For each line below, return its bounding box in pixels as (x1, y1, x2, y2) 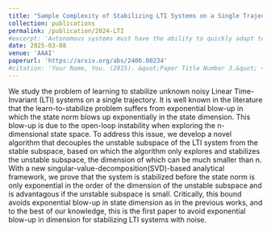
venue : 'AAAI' (8, 49, 56, 57)
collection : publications (8, 19, 95, 27)
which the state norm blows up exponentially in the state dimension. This (8, 112, 251, 122)
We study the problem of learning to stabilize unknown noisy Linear (8, 86, 232, 96)
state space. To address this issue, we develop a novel (50, 129, 232, 139)
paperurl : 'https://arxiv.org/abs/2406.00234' (8, 57, 168, 65)
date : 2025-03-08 (8, 42, 67, 50)
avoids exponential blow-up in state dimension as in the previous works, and (8, 197, 263, 207)
